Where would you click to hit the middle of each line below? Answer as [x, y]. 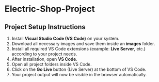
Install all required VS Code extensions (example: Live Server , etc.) [79, 49]
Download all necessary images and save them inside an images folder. [83, 44]
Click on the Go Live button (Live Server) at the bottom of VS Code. [79, 69]
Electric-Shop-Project [50, 9]
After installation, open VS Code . [44, 59]
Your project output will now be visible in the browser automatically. [79, 74]
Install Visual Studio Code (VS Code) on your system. [65, 38]
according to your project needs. [44, 54]
